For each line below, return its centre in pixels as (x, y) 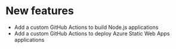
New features (40, 11)
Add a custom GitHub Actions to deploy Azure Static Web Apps (92, 33)
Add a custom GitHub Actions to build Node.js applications (86, 27)
